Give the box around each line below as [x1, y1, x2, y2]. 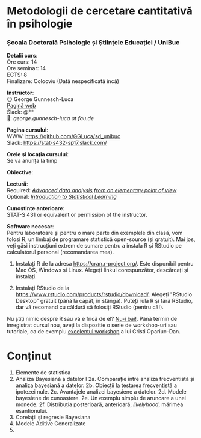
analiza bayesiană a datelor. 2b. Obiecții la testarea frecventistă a [15, 382, 177, 389]
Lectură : [7, 180, 29, 187]
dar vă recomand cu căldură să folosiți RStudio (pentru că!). [15, 303, 164, 311]
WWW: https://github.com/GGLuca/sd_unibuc [7, 133, 121, 140]
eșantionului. [15, 407, 48, 415]
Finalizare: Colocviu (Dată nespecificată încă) [7, 78, 120, 85]
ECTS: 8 [7, 71, 28, 79]
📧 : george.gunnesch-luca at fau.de [7, 115, 94, 122]
